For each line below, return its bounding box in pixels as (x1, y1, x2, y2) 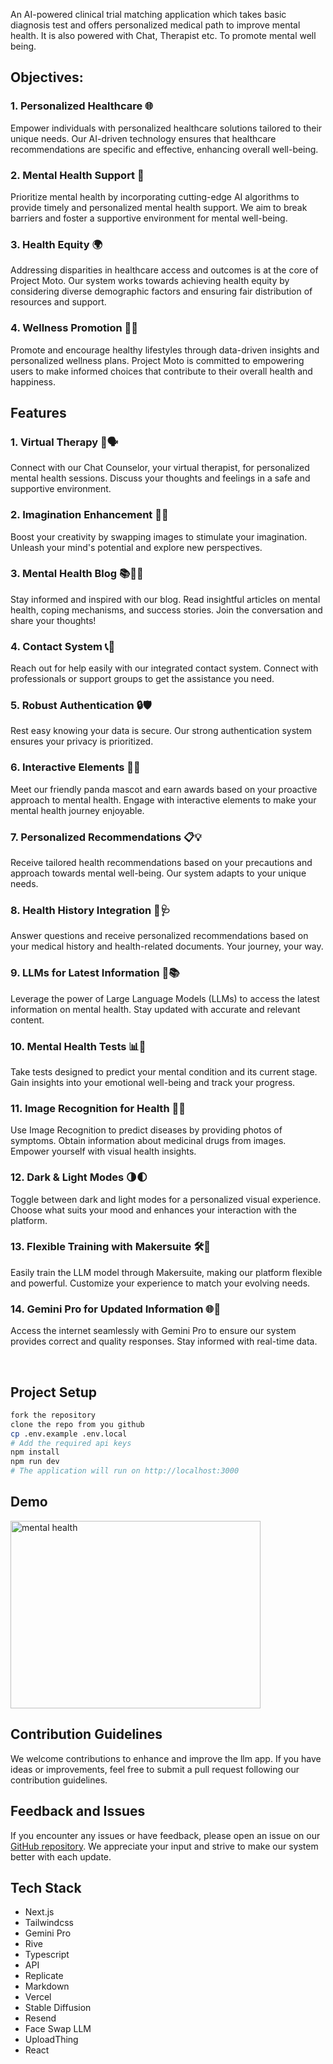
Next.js (24, 1906, 55, 1918)
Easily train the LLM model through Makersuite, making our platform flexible (10, 1266, 323, 1278)
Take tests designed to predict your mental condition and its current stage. (10, 1065, 318, 1078)
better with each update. (10, 1850, 112, 1863)
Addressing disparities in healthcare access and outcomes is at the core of (10, 264, 319, 276)
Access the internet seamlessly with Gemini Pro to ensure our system (10, 1325, 297, 1337)
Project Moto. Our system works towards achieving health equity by (10, 275, 290, 287)
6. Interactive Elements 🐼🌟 (10, 760, 141, 774)
